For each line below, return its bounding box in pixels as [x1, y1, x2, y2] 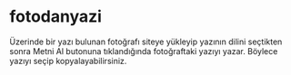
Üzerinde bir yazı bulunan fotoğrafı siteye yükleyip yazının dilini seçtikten [9, 36, 283, 47]
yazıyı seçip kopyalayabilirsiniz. [9, 55, 127, 66]
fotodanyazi [9, 6, 103, 27]
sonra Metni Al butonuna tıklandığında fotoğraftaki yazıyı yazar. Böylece [9, 45, 278, 56]
